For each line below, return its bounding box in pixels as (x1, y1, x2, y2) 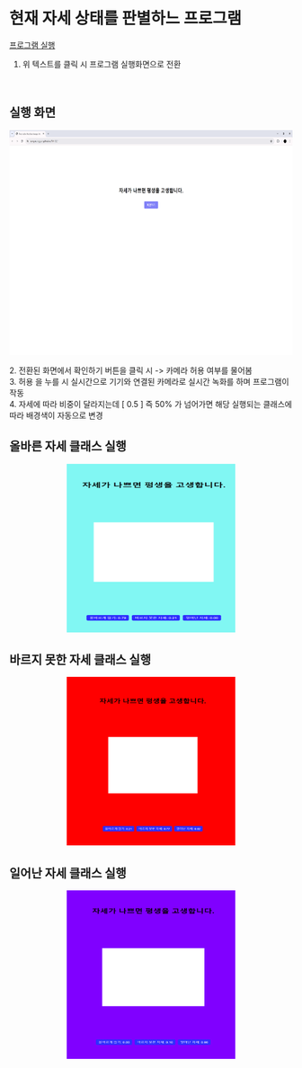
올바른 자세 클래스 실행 (9, 439, 128, 454)
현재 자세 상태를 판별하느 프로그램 (9, 8, 242, 29)
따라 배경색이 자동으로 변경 (9, 410, 103, 421)
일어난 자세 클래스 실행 (9, 865, 128, 881)
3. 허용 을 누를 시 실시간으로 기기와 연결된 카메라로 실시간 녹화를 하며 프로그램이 (9, 376, 289, 387)
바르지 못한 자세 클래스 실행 (9, 652, 151, 667)
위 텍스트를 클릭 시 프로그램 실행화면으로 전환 (22, 58, 182, 69)
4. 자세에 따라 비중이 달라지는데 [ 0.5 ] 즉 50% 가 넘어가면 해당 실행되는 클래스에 (9, 398, 292, 409)
